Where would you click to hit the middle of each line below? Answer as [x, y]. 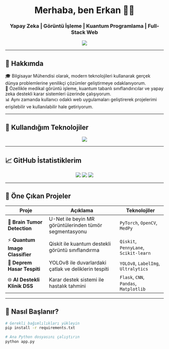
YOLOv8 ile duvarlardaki [77, 262]
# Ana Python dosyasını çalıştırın [43, 337]
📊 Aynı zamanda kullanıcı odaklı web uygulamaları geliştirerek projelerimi [81, 100]
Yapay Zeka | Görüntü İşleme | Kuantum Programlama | [78, 26]
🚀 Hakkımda [24, 63]
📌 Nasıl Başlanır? [32, 312]
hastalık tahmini [67, 286]
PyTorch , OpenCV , [139, 223]
